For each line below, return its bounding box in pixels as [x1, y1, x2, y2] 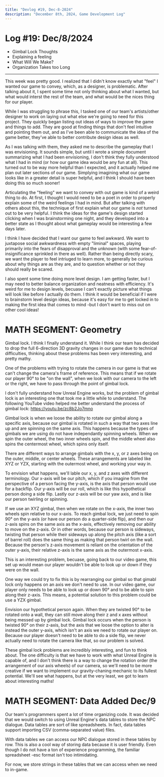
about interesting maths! [5, 678, 54, 684]
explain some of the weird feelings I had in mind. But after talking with [5, 200, 145, 206]
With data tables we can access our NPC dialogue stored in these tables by [5, 737, 157, 742]
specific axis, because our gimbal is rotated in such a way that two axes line [5, 420, 158, 426]
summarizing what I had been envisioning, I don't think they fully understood [5, 154, 159, 160]
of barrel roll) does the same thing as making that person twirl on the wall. [5, 537, 154, 543]
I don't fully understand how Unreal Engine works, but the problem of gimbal [5, 390, 159, 396]
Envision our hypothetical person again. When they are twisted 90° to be [5, 607, 151, 613]
